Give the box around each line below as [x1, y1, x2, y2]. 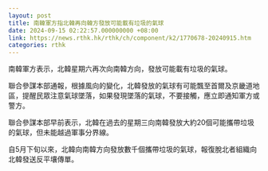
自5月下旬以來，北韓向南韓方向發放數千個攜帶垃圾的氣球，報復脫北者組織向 [8, 145, 258, 154]
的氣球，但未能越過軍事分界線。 [8, 128, 113, 138]
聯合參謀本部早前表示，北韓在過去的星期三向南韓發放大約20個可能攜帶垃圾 [8, 118, 255, 127]
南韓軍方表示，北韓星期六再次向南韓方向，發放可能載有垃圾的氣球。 [8, 64, 232, 74]
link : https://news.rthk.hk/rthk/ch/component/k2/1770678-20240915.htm [8, 33, 251, 42]
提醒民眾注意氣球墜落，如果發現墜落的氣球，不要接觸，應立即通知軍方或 [22, 91, 260, 100]
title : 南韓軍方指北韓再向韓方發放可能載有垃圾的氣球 [8, 19, 164, 27]
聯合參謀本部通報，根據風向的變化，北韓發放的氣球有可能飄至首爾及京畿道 [8, 81, 253, 91]
